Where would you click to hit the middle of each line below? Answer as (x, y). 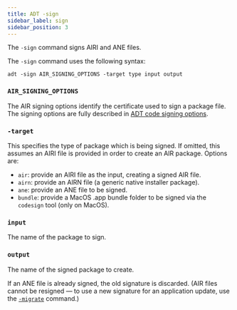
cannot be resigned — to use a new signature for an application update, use (118, 291)
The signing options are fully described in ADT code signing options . (108, 113)
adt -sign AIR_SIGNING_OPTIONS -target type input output (95, 74)
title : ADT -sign (33, 14)
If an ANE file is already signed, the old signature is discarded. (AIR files (112, 283)
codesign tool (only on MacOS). (63, 205)
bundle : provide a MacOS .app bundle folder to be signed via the (112, 197)
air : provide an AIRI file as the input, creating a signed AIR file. (109, 175)
